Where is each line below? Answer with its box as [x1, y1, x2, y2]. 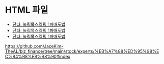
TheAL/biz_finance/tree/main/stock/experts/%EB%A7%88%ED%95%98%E [5, 48, 160, 54]
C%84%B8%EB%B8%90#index [5, 53, 70, 59]
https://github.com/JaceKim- [5, 43, 64, 49]
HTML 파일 [5, 4, 48, 16]
